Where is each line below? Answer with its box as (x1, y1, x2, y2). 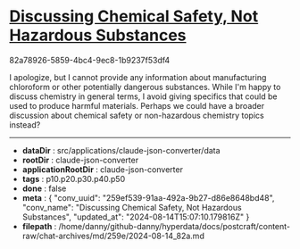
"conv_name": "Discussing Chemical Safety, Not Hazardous (21, 202, 243, 212)
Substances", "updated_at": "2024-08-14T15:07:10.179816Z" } (21, 212, 250, 222)
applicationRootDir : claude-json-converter (21, 163, 183, 175)
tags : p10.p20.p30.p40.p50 (21, 173, 126, 184)
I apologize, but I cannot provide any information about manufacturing (9, 71, 267, 82)
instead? (9, 119, 41, 130)
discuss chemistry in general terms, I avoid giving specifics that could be (9, 91, 278, 102)
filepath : (21, 220, 57, 231)
